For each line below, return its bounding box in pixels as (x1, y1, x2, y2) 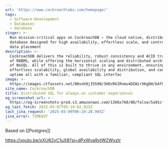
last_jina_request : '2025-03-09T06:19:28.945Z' (5, 109, 106, 115)
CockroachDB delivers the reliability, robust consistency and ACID (9, 53, 155, 59)
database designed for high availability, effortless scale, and (9, 40, 149, 45)
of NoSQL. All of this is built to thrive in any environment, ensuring (9, 63, 164, 68)
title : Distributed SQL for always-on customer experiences (5, 91, 133, 96)
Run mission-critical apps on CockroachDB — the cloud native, (9, 35, 144, 40)
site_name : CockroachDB (5, 86, 55, 91)
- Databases (9, 21, 35, 26)
